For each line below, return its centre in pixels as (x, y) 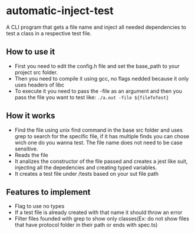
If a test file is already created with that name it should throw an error (98, 212)
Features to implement (48, 192)
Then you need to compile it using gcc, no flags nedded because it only (102, 78)
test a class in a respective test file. (49, 33)
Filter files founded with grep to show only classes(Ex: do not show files (102, 219)
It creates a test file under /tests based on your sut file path (87, 173)
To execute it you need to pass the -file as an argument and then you (98, 91)
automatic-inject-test (60, 11)
